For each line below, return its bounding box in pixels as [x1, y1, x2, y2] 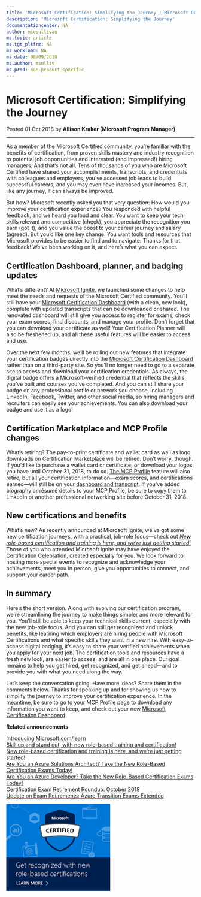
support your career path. [6, 571, 70, 578]
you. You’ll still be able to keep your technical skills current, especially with [6, 617, 190, 624]
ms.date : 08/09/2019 [6, 54, 58, 60]
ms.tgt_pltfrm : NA [6, 41, 52, 47]
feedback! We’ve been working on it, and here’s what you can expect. [6, 243, 178, 251]
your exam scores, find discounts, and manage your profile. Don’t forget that [6, 318, 195, 325]
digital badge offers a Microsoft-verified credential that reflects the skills [6, 374, 185, 382]
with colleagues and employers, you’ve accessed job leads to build [6, 174, 172, 182]
